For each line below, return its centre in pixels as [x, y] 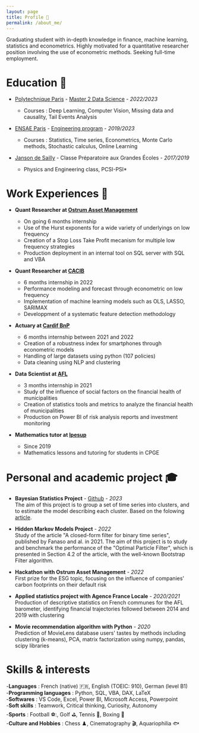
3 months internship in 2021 [58, 386]
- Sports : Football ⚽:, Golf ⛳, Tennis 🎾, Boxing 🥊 [65, 715]
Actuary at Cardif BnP [42, 325]
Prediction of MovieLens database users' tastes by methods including [100, 633]
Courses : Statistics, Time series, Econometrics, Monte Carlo [98, 140]
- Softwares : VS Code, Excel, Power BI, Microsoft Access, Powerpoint [92, 699]
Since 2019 [37, 446]
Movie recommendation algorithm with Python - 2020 [83, 627]
